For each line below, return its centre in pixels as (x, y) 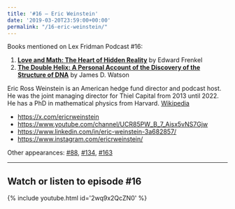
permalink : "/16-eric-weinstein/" (58, 27)
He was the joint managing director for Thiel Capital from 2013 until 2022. (113, 96)
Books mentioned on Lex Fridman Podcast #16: (75, 47)
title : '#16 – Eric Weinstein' (53, 14)
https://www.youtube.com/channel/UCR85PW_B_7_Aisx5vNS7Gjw (113, 124)
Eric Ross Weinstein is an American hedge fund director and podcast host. (114, 89)
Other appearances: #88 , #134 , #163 (60, 153)
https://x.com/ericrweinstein (58, 117)
